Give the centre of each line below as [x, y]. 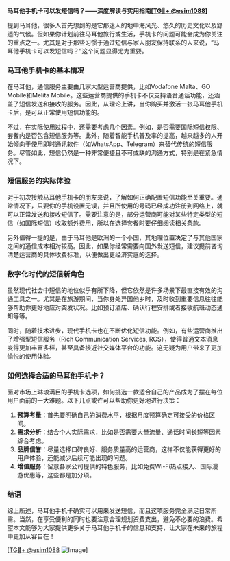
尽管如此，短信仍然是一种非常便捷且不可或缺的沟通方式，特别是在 [112, 153]
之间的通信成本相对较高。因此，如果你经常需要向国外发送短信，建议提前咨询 [115, 246]
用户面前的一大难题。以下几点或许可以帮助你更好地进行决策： [94, 401]
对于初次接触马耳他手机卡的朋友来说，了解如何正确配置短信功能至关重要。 [112, 197]
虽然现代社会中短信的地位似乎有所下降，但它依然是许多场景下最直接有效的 [112, 290]
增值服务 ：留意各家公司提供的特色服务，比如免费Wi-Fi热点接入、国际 [115, 466]
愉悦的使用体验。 [31, 356]
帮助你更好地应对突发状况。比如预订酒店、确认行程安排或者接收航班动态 [115, 307]
